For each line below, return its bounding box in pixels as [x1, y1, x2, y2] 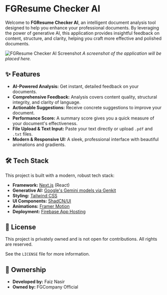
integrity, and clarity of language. [12, 99, 81, 105]
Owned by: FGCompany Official [12, 284, 78, 290]
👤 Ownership [5, 265, 46, 274]
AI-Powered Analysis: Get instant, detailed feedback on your [12, 83, 139, 89]
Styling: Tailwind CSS [12, 192, 58, 198]
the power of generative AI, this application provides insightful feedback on [5, 30, 160, 36]
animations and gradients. [12, 142, 66, 147]
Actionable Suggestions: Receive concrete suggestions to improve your [12, 104, 162, 110]
